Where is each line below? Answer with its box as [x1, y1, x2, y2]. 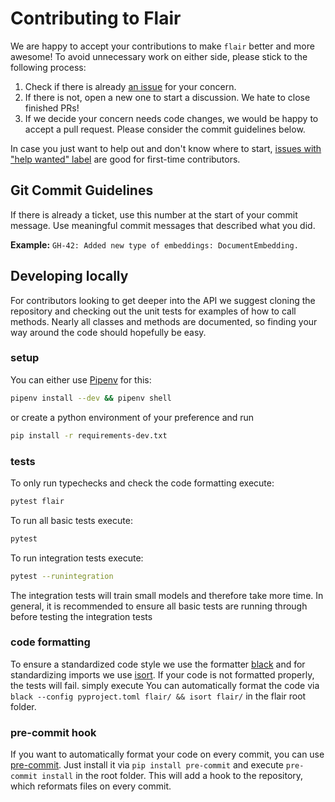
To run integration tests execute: [10, 552, 144, 564]
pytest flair [10, 496, 65, 506]
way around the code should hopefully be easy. [10, 326, 207, 338]
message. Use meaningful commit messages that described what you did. [10, 219, 316, 231]
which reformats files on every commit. [10, 780, 172, 792]
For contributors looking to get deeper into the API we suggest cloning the [10, 294, 316, 306]
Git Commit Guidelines [10, 182, 154, 199]
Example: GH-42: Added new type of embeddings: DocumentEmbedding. [10, 238, 299, 251]
